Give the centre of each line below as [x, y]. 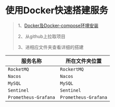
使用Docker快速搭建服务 [57, 10]
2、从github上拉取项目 [42, 36]
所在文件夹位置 [84, 61]
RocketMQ [18, 69]
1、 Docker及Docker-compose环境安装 [58, 25]
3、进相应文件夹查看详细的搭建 [51, 47]
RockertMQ [72, 69]
